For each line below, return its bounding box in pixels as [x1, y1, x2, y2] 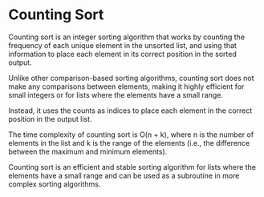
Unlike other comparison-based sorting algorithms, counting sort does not [8, 73, 254, 82]
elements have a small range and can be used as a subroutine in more [8, 171, 240, 180]
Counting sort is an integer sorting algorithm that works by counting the [8, 32, 246, 42]
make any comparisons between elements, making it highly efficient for [8, 82, 245, 91]
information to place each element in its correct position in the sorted [8, 49, 237, 58]
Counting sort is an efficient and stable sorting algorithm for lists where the [8, 162, 257, 171]
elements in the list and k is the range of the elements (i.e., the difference [8, 138, 250, 147]
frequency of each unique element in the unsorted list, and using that [8, 40, 237, 50]
